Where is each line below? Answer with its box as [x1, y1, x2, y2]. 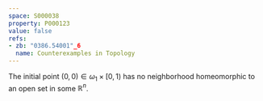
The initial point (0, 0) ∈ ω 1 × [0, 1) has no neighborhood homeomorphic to [8, 72, 256, 83]
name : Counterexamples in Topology [15, 49, 136, 57]
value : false [8, 27, 52, 35]
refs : [8, 34, 27, 43]
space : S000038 [8, 11, 60, 20]
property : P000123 [8, 19, 70, 27]
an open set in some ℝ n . [8, 82, 89, 93]
